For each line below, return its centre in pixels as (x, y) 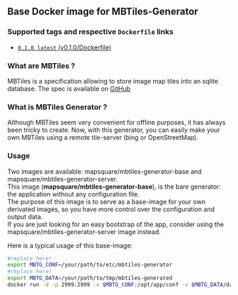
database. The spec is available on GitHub (69, 89)
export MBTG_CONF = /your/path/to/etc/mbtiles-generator (90, 265)
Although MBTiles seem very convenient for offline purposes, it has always (117, 123)
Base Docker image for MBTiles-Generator (103, 12)
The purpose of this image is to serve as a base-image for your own (107, 201)
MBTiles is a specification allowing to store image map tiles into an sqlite (113, 81)
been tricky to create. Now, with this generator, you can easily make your (114, 130)
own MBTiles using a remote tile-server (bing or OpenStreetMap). (103, 138)
